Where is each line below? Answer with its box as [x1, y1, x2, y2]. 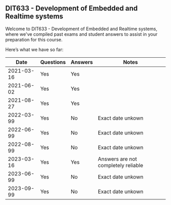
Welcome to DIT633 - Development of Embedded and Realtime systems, [5, 26, 158, 32]
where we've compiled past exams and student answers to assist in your [5, 31, 158, 37]
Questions [40, 58, 66, 65]
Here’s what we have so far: [5, 46, 64, 53]
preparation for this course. [5, 36, 63, 42]
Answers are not [97, 155, 137, 163]
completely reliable [97, 162, 144, 169]
